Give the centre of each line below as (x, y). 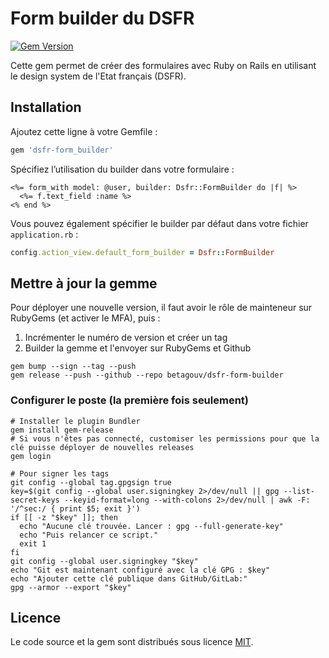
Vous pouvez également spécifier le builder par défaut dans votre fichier (159, 223)
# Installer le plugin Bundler (75, 421)
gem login (31, 456)
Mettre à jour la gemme (84, 283)
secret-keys (35, 500)
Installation (46, 107)
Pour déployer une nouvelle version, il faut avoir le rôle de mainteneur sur (161, 308)
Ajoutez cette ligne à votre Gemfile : (84, 131)
